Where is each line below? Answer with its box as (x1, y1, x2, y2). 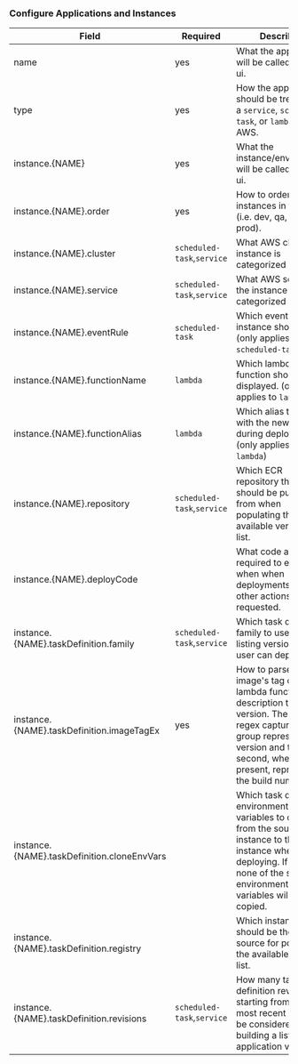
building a (236, 1029, 278, 1042)
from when (236, 497, 282, 510)
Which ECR (236, 464, 283, 477)
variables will (236, 889, 291, 901)
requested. (236, 601, 281, 614)
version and (236, 741, 286, 754)
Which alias (236, 406, 285, 418)
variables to (236, 811, 286, 824)
